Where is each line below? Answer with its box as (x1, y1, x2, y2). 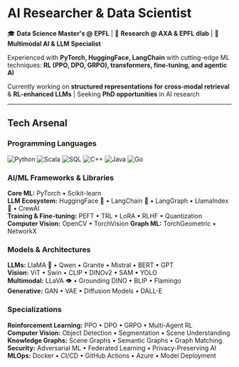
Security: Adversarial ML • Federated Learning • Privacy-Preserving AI (7, 343, 217, 352)
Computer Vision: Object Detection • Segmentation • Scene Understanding (7, 328, 230, 337)
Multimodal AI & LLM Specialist (7, 39, 101, 48)
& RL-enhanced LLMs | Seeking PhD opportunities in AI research (7, 89, 201, 98)
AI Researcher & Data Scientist (7, 5, 192, 21)
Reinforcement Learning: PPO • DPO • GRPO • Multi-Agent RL (7, 321, 193, 329)
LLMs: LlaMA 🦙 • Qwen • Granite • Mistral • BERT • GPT (7, 261, 174, 269)
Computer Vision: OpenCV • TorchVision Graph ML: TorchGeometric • (7, 219, 216, 228)
